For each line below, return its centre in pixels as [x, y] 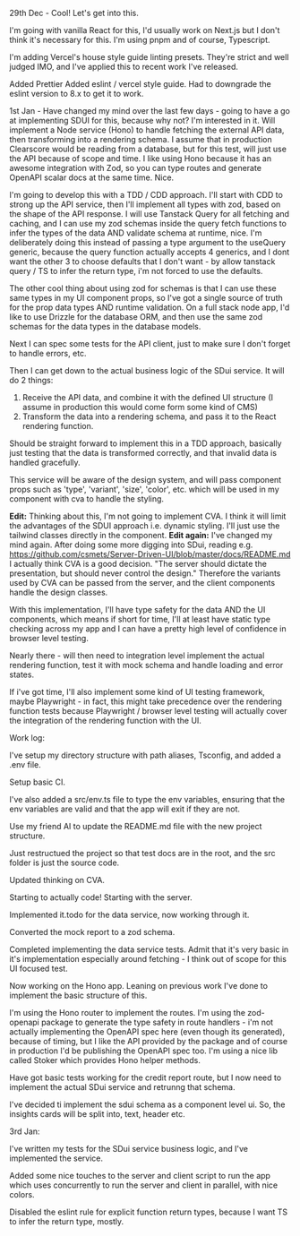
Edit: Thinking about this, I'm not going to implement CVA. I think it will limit [148, 516]
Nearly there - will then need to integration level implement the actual [137, 656]
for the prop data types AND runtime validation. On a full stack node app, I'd [150, 307]
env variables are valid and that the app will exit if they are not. [124, 809]
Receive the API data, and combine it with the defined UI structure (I [148, 397]
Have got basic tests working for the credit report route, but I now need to [146, 1077]
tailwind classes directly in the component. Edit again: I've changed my [141, 535]
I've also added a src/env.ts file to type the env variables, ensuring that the [147, 799]
